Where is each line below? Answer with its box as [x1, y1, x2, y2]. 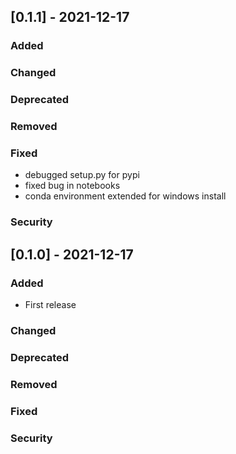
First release [24, 298, 77, 310]
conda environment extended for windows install [24, 190, 227, 202]
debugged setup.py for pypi [24, 169, 140, 181]
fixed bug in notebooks [24, 180, 121, 192]
